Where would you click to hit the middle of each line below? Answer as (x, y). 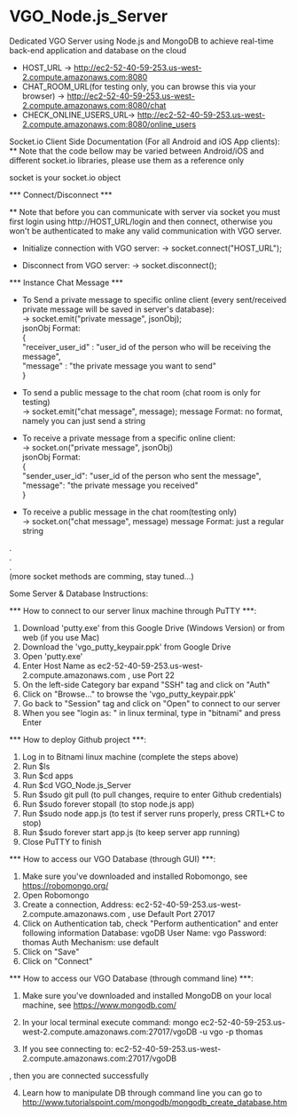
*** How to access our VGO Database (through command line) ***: (132, 978)
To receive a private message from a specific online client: (129, 438)
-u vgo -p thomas (231, 1032)
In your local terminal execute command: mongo (110, 1022)
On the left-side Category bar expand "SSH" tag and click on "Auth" (146, 684)
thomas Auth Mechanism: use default (90, 942)
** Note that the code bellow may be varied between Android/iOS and (137, 151)
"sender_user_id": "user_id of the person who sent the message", (141, 475)
